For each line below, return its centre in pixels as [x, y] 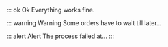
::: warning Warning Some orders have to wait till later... [84, 23]
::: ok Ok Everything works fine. [51, 10]
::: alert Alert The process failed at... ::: [60, 36]
